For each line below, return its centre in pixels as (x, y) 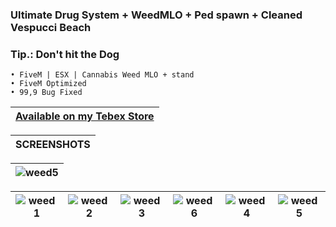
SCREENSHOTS (53, 145)
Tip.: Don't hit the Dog (65, 54)
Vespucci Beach (51, 27)
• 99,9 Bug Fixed (46, 93)
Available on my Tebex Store (85, 116)
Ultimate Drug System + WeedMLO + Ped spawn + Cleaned (156, 15)
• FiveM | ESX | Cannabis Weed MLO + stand (102, 75)
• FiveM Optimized (48, 84)
